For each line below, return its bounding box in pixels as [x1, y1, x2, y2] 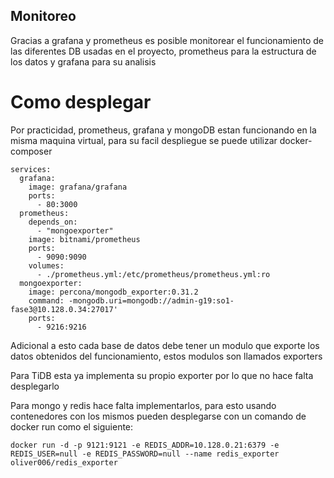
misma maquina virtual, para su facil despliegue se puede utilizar [10, 134, 278, 146]
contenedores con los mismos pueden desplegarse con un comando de [10, 410, 307, 422]
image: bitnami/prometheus [28, 234, 141, 244]
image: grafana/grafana [28, 182, 128, 192]
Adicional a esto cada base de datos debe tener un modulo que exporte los [10, 339, 320, 351]
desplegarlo [10, 380, 60, 392]
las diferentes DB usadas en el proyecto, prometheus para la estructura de [10, 45, 317, 57]
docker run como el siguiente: [10, 420, 134, 433]
